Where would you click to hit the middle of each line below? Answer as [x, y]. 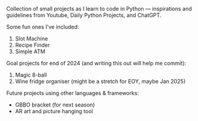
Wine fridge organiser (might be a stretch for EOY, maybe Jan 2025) [100, 81]
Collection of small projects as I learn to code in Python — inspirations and [99, 9]
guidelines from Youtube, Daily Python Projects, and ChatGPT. [84, 15]
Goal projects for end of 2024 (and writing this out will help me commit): [96, 63]
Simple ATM [30, 51]
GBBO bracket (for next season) [55, 105]
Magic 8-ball [31, 75]
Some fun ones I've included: [43, 27]
